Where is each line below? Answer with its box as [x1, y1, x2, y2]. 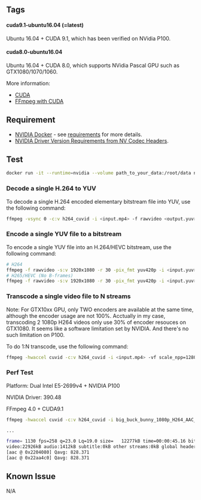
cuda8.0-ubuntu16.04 [6, 48, 63, 56]
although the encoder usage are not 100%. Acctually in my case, [6, 312, 166, 319]
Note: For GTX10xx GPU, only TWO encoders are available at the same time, [6, 306, 194, 313]
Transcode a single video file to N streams [6, 292, 131, 300]
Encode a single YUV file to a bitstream [6, 230, 121, 238]
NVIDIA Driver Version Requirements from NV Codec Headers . [14, 137, 169, 144]
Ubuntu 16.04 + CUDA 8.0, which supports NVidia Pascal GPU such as [6, 62, 179, 69]
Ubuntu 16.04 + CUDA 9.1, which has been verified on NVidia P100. [6, 35, 171, 42]
